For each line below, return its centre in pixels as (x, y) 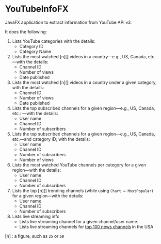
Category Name (35, 51)
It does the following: (26, 32)
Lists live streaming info (36, 216)
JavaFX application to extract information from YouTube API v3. (68, 22)
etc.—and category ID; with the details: (51, 139)
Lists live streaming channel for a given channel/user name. (79, 221)
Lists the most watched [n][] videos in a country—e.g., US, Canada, (79, 56)
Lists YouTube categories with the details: (54, 41)
